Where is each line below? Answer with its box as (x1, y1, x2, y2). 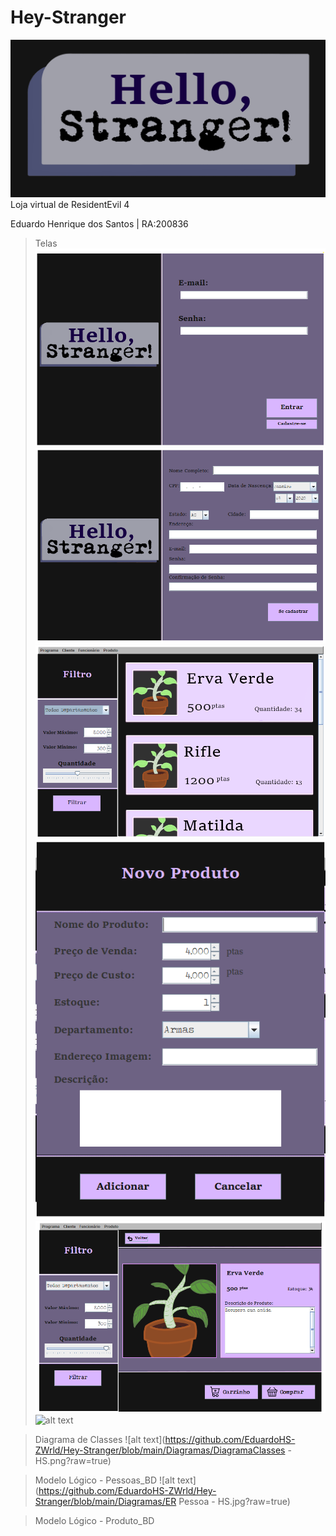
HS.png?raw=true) (34, 1455, 112, 1467)
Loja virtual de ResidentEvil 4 (10, 199, 130, 211)
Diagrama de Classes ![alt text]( (34, 1434, 166, 1446)
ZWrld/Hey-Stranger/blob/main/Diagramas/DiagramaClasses (34, 1444, 286, 1456)
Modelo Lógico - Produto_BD (34, 1515, 155, 1527)
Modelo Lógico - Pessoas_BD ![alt (34, 1474, 176, 1486)
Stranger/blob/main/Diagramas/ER (34, 1496, 177, 1508)
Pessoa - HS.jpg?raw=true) (178, 1496, 291, 1508)
